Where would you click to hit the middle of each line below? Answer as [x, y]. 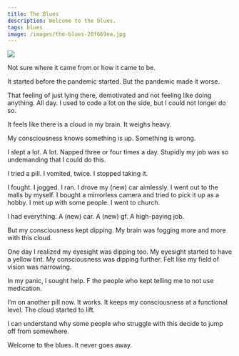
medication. [25, 288]
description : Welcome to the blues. [62, 21]
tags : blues [25, 27]
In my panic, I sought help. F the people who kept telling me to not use [111, 281]
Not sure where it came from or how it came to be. [81, 68]
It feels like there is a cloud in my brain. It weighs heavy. [90, 124]
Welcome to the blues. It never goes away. [70, 345]
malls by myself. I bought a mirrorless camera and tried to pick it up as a [113, 195]
